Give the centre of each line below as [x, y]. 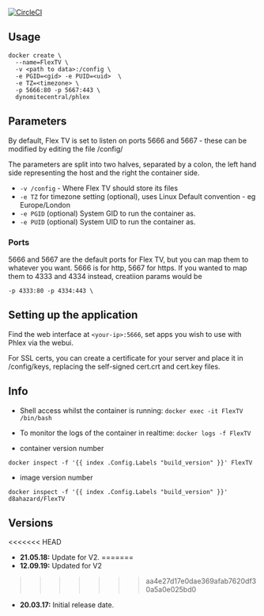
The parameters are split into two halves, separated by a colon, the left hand [132, 164]
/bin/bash [36, 418]
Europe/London [45, 205]
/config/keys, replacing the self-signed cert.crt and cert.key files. [114, 366]
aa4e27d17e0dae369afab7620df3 [201, 581]
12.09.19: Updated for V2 [61, 566]
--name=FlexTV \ [42, 62]
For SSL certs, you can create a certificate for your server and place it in [126, 358]
